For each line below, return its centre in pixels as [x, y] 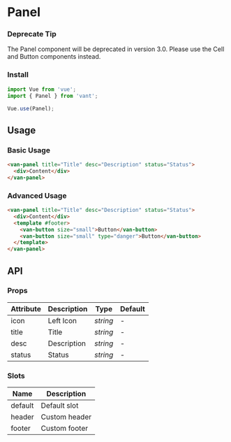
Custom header [66, 417]
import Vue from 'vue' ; [42, 89]
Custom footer [65, 429]
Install [18, 75]
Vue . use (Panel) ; [31, 108]
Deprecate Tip [32, 34]
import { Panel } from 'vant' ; [53, 96]
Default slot [60, 406]
